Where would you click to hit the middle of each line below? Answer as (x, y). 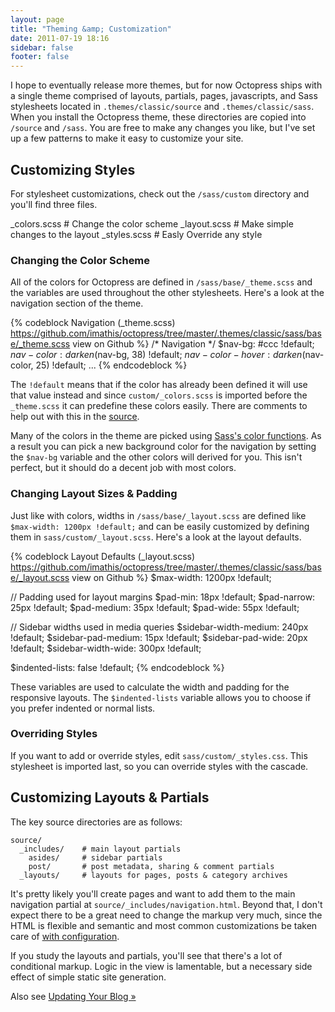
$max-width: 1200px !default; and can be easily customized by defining (160, 526)
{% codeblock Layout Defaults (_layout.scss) (103, 556)
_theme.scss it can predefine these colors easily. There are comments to (159, 406)
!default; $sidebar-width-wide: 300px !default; (106, 648)
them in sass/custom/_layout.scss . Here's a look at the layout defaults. (156, 537)
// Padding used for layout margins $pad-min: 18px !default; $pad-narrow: (163, 597)
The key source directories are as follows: (96, 822)
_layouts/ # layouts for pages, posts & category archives (153, 875)
